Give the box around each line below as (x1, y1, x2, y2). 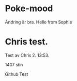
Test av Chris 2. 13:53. (5, 52, 49, 58)
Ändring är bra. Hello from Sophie (5, 19, 73, 25)
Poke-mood (5, 3, 53, 14)
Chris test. (5, 36, 48, 47)
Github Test (5, 71, 28, 77)
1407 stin (5, 61, 23, 67)
